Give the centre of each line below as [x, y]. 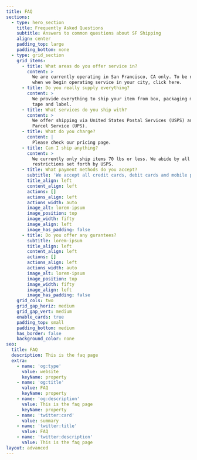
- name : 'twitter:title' [47, 426]
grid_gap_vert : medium [44, 312]
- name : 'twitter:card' [46, 415]
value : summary [40, 421]
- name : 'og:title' [40, 383]
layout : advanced [27, 448]
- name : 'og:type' [39, 366]
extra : [19, 361]
